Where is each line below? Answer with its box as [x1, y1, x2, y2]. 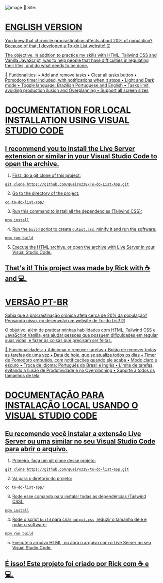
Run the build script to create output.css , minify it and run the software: [12, 226, 157, 232]
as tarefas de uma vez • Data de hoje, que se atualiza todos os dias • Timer [5, 352, 156, 358]
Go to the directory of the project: [12, 190, 80, 196]
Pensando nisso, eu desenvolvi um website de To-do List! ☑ [5, 318, 125, 324]
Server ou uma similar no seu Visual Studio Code [5, 437, 156, 446]
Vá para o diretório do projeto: [12, 476, 72, 481]
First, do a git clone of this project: [12, 172, 81, 178]
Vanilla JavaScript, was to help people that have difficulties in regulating [5, 57, 149, 63]
